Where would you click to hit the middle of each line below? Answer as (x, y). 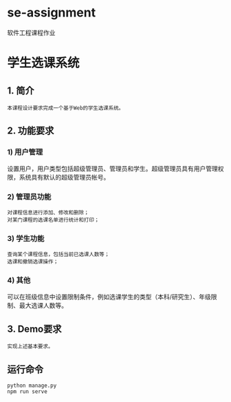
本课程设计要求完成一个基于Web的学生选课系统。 (66, 108)
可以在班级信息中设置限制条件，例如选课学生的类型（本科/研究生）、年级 (109, 297)
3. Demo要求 (34, 329)
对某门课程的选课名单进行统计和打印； (53, 220)
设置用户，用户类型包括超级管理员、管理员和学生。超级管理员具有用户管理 (112, 168)
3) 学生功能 (26, 238)
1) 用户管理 (25, 152)
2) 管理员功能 (29, 196)
